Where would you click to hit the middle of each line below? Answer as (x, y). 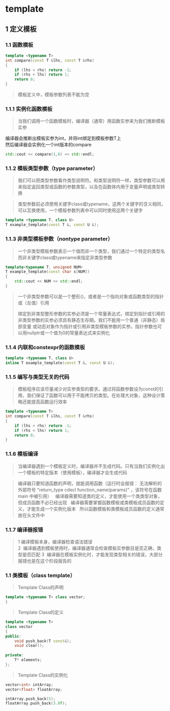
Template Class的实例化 (43, 675)
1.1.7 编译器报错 (24, 530)
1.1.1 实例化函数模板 (29, 109)
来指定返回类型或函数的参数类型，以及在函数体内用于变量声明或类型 (89, 187)
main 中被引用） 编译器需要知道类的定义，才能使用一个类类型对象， (90, 496)
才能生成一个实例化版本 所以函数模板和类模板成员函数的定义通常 (95, 509)
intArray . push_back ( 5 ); (31, 699)
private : (15, 655)
